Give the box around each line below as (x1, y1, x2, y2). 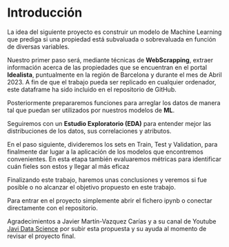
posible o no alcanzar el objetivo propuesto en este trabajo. (7, 183, 176, 191)
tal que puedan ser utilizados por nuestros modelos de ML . (7, 106, 175, 114)
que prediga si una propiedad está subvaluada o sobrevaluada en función (7, 35, 217, 43)
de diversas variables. (7, 42, 70, 51)
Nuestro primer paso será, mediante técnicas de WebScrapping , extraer (7, 55, 214, 64)
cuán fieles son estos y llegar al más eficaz (7, 162, 130, 170)
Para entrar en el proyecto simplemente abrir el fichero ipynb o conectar (7, 196, 212, 205)
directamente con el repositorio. (7, 203, 99, 212)
